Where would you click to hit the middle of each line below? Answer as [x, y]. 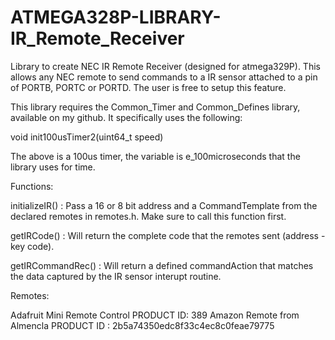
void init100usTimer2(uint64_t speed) [87, 137]
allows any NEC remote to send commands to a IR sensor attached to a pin [164, 77]
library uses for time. [53, 167]
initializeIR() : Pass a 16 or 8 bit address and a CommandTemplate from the [164, 205]
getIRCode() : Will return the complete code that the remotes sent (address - [168, 235]
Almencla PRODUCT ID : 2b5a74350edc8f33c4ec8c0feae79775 [142, 325]
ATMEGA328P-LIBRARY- [116, 17]
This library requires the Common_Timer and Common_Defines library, [155, 107]
